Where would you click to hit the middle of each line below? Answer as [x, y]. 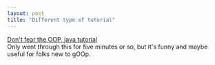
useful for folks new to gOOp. [49, 54]
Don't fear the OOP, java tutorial [52, 39]
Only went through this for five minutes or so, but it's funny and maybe [107, 47]
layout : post [26, 13]
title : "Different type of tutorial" [61, 20]
